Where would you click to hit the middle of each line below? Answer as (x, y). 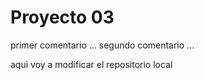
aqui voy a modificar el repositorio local (91, 64)
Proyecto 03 (62, 17)
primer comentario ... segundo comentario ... (102, 45)
